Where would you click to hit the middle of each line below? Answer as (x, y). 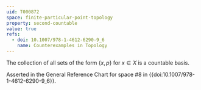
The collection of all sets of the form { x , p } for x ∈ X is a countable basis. (98, 63)
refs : (13, 34)
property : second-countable (42, 23)
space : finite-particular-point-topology (60, 18)
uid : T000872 (23, 12)
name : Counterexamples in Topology (62, 46)
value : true (21, 29)
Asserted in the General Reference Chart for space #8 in (77, 74)
